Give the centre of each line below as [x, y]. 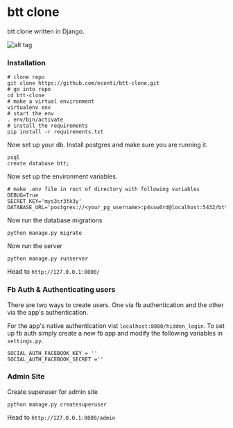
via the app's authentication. [48, 312]
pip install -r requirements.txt [55, 132]
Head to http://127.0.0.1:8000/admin [61, 417]
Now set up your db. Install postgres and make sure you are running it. [107, 145]
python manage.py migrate [44, 233]
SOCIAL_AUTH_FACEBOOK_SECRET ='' [55, 359]
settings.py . [25, 340]
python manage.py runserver [48, 259]
